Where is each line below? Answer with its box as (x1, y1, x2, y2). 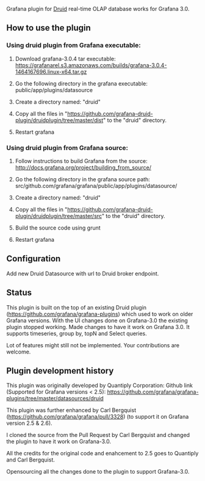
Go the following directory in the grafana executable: (15, 79, 148, 87)
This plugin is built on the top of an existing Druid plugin (6, 303, 147, 311)
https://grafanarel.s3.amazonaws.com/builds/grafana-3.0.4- (15, 61, 167, 69)
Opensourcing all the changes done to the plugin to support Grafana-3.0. (6, 468, 190, 476)
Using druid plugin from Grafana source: (6, 143, 129, 152)
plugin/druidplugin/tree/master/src (15, 212, 103, 219)
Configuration (6, 253, 61, 264)
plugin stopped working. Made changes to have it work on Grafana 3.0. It (6, 323, 190, 330)
